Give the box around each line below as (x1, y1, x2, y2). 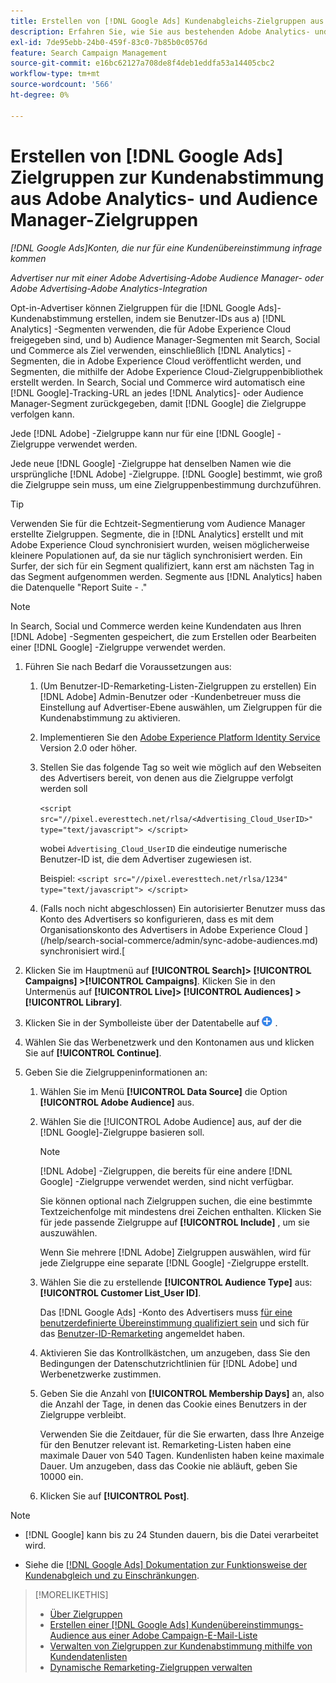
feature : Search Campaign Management (10, 48, 168, 58)
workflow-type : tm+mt (10, 69, 101, 79)
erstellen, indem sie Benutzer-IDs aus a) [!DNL (94, 312, 287, 324)
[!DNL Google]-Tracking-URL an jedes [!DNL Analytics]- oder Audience (10, 386, 304, 399)
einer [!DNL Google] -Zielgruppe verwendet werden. (10, 641, 227, 653)
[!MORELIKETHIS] (34, 1588, 109, 1600)
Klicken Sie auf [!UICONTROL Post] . (39, 1490, 190, 1502)
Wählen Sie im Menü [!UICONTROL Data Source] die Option (39, 1085, 288, 1097)
